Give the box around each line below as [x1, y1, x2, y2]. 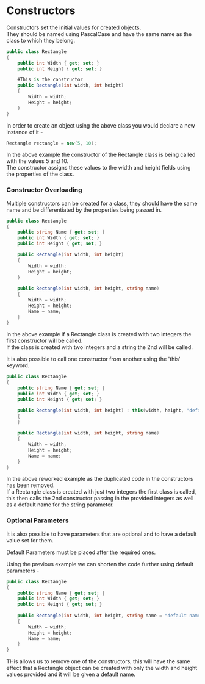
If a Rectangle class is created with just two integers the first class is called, [6, 488, 196, 495]
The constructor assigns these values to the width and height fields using [6, 164, 191, 171]
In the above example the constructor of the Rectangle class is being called [6, 151, 196, 159]
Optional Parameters [6, 516, 69, 525]
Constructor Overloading [6, 185, 82, 194]
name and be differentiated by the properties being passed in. [6, 206, 162, 214]
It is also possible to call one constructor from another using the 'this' [6, 355, 181, 363]
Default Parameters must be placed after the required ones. [6, 549, 156, 556]
